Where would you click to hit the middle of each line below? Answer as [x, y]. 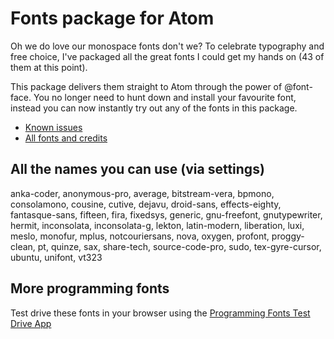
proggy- [288, 236]
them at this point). [49, 67]
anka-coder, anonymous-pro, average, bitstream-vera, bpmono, [142, 193]
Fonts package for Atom [112, 18]
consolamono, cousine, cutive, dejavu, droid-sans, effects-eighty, [146, 204]
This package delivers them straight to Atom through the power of [146, 86]
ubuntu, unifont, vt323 [56, 257]
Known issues [53, 127]
